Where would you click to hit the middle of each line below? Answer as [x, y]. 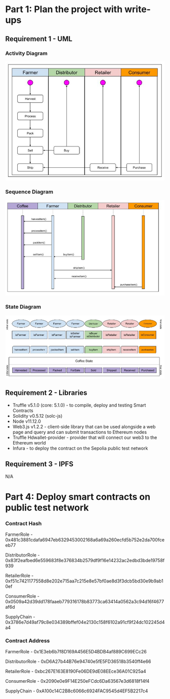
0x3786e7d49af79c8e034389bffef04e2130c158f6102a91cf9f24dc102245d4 [85, 622]
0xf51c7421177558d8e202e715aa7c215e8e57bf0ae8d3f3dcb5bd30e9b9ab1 [84, 581]
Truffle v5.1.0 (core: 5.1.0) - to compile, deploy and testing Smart [79, 405]
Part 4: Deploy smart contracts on [78, 496]
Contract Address [28, 641]
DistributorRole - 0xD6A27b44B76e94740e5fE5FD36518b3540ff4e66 [78, 661]
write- [137, 9]
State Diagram [23, 307]
